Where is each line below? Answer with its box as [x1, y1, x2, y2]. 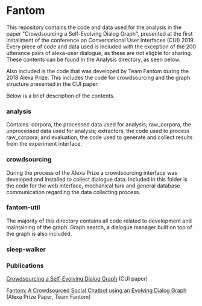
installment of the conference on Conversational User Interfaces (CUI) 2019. [6, 36, 195, 44]
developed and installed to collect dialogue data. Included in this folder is [6, 175, 188, 183]
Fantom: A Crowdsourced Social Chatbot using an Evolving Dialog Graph [6, 287, 187, 294]
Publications [6, 261, 44, 270]
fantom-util [6, 203, 40, 212]
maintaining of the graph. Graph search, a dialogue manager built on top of [6, 223, 192, 230]
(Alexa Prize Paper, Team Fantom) [6, 293, 91, 301]
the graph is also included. [6, 230, 72, 237]
